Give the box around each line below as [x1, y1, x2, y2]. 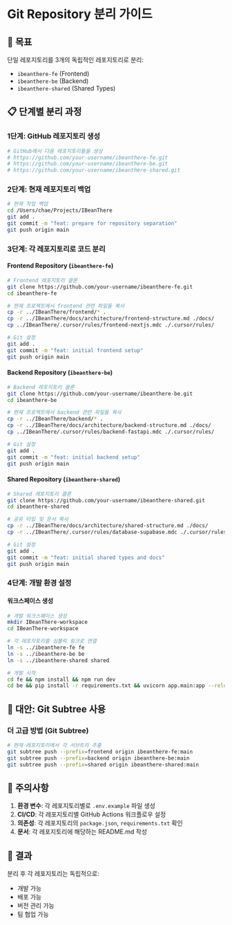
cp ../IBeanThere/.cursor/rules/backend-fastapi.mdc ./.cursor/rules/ [7, 428, 215, 436]
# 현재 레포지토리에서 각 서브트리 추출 [7, 742, 101, 749]
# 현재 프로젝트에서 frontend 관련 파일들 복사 [7, 302, 125, 309]
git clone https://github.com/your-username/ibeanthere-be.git [7, 390, 193, 397]
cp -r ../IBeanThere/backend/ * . [7, 416, 104, 423]
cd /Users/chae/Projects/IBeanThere [7, 207, 113, 214]
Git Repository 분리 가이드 [7, 6, 153, 22]
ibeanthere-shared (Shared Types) [17, 84, 116, 92]
